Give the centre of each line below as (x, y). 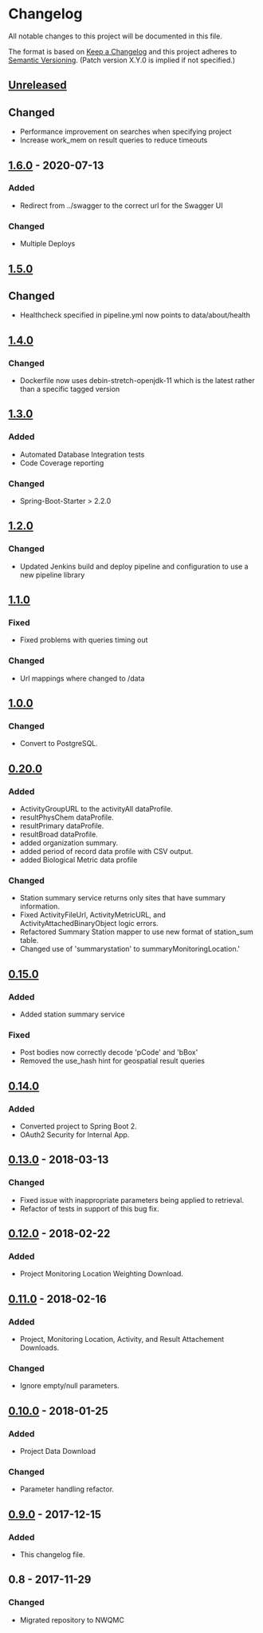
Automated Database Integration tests (82, 454)
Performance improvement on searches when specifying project (126, 132)
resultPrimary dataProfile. (62, 826)
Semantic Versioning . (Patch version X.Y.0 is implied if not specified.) (122, 60)
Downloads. (39, 1348)
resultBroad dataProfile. (59, 834)
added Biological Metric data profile (79, 860)
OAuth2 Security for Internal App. (75, 1135)
